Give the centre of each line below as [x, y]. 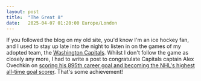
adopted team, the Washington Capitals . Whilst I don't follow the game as [97, 53]
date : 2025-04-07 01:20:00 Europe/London [62, 23]
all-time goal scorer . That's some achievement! [65, 72]
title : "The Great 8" [35, 17]
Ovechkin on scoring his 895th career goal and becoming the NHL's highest [101, 65]
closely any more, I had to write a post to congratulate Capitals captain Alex [100, 59]
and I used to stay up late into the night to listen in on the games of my [94, 46]
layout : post [23, 12]
